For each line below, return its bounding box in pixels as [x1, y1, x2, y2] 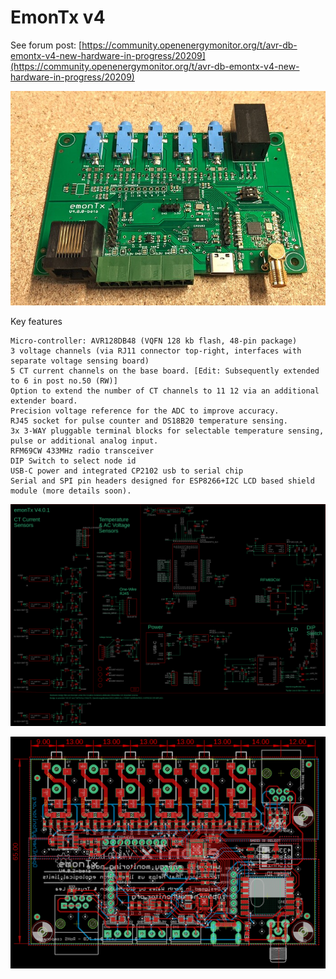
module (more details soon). [10, 486, 132, 496]
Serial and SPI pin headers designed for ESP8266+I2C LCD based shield [10, 476, 315, 486]
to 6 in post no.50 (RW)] [10, 376, 118, 386]
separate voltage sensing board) [10, 356, 150, 366]
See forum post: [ [10, 39, 83, 51]
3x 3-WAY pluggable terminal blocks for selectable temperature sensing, [10, 426, 325, 436]
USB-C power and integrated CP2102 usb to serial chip [10, 466, 244, 476]
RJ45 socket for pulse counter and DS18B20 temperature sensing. [10, 416, 288, 426]
